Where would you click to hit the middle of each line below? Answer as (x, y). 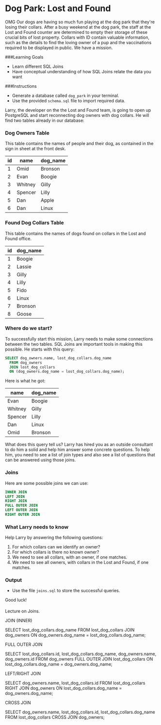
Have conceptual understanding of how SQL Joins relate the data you (81, 71)
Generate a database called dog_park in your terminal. (66, 96)
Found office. (18, 239)
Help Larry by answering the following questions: (54, 538)
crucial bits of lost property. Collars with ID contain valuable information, (77, 37)
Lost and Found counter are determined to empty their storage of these (76, 32)
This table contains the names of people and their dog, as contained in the (79, 144)
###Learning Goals (24, 57)
